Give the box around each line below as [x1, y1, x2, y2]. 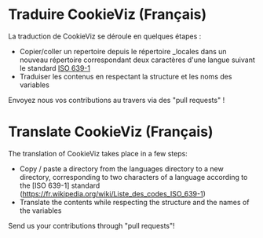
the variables [19, 206, 62, 215]
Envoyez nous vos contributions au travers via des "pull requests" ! [8, 95, 225, 104]
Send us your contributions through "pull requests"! [8, 221, 175, 230]
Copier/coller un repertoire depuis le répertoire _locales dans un [19, 46, 227, 56]
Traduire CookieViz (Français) [8, 5, 207, 24]
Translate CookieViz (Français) [8, 123, 214, 141]
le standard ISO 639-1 [19, 63, 90, 72]
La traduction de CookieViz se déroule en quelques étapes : [8, 31, 202, 41]
